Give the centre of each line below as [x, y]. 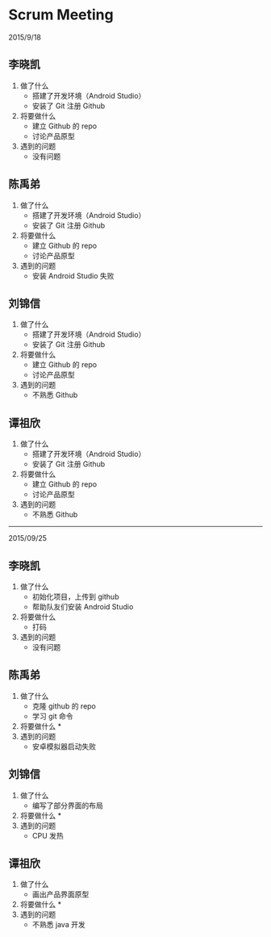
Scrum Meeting [61, 15]
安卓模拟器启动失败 [64, 746]
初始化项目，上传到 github [75, 596]
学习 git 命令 [53, 716]
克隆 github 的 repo [64, 706]
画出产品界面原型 [60, 894]
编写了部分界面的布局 [67, 805]
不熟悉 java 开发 [59, 925]
